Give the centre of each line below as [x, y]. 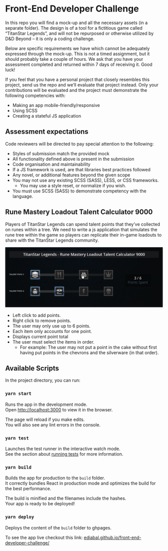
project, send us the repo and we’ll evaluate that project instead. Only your [82, 85]
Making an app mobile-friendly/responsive [56, 105]
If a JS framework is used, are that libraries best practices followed [81, 169]
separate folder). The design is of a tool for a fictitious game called [74, 28]
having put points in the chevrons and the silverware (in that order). [89, 353]
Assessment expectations [47, 132]
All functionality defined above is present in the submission [73, 159]
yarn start [18, 394]
